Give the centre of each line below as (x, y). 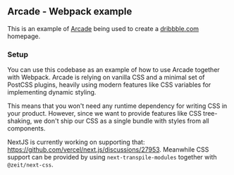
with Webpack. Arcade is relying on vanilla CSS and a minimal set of (106, 78)
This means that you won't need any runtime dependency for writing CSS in (117, 106)
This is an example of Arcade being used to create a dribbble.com (103, 28)
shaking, (20, 121)
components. (26, 128)
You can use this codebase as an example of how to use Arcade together (113, 70)
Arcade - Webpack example (70, 12)
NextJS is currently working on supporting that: (76, 142)
